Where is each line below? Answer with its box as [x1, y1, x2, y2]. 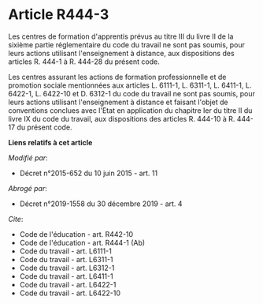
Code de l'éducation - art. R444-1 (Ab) [19, 238, 146, 247]
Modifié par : [8, 152, 49, 163]
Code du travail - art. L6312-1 [19, 263, 115, 272]
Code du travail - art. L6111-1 [19, 246, 112, 256]
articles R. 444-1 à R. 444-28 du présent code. [8, 57, 160, 66]
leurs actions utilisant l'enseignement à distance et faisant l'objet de [8, 97, 228, 107]
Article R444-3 [8, 6, 109, 24]
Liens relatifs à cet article [8, 137, 93, 147]
